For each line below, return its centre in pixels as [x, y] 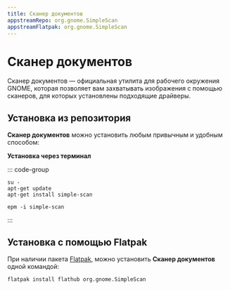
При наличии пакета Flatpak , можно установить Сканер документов [111, 259]
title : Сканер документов [45, 14]
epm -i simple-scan [36, 207]
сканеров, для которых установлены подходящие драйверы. [99, 96]
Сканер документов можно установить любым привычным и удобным [115, 135]
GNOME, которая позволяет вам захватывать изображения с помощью [115, 88]
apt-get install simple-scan [50, 195]
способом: [24, 143]
